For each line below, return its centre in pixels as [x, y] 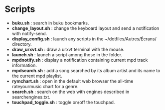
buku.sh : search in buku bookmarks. [50, 23]
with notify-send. [29, 33]
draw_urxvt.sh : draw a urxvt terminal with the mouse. [68, 49]
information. [24, 65]
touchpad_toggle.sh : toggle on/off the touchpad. [63, 102]
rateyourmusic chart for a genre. [45, 86]
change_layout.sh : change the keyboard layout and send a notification [85, 28]
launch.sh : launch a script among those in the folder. [67, 55]
